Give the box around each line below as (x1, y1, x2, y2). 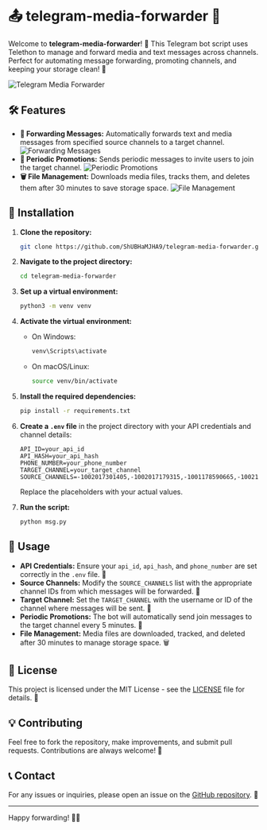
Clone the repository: (19, 227, 92, 236)
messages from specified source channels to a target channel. (19, 137, 225, 146)
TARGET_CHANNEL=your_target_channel (19, 466, 141, 474)
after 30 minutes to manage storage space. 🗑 (19, 637, 170, 647)
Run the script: (19, 502, 70, 512)
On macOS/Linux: (31, 362, 90, 372)
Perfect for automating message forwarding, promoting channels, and (8, 56, 237, 65)
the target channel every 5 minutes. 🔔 (19, 620, 143, 629)
